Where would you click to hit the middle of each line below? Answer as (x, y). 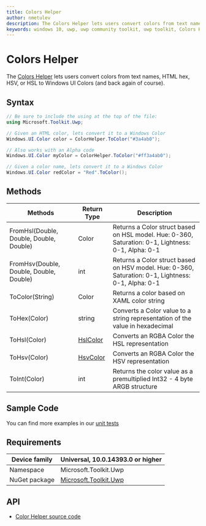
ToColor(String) (32, 296)
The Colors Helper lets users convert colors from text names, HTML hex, (98, 77)
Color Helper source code (48, 517)
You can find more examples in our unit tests (63, 423)
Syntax (20, 102)
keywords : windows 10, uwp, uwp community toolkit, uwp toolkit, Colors (101, 29)
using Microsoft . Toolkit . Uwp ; (45, 122)
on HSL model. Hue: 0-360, (153, 234)
